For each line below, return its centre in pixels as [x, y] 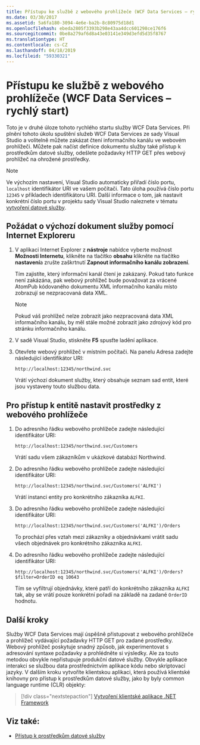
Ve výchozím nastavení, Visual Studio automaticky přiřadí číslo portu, [91, 182]
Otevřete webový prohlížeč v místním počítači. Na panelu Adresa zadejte [104, 352]
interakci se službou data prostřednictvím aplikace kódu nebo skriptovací [96, 666]
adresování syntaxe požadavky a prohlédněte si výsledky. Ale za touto [92, 653]
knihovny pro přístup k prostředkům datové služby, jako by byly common [95, 678]
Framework [35, 703]
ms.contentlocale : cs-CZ [37, 45]
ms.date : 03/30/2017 [32, 17]
